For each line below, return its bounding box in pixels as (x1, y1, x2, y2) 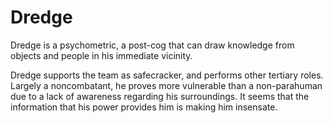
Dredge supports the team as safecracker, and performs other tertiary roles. (10, 69, 324, 81)
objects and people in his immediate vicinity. (10, 49, 193, 61)
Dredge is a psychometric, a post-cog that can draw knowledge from (10, 39, 295, 51)
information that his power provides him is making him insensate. (10, 101, 278, 113)
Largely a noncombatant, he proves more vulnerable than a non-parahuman (10, 79, 323, 91)
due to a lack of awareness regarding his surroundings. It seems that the (10, 90, 310, 102)
